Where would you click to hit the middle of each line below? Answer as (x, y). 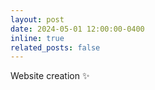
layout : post (37, 19)
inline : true (37, 38)
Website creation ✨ (50, 76)
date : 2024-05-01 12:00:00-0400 (77, 29)
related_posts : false (55, 47)
